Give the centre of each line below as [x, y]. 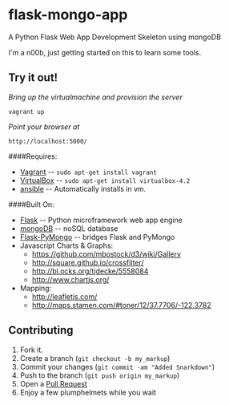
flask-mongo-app [68, 15]
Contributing [41, 330]
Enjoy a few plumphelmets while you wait [88, 392]
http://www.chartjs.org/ [70, 279]
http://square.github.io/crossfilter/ [88, 262]
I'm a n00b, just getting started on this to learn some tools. [105, 52]
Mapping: [36, 288]
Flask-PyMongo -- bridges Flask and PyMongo [97, 237]
